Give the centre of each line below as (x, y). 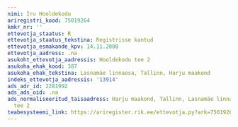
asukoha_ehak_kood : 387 (42, 66)
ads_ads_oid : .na (33, 92)
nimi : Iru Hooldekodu (39, 14)
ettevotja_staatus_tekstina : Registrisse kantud (80, 40)
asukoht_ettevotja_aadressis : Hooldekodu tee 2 (79, 60)
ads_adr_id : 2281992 (38, 86)
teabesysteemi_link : (38, 112)
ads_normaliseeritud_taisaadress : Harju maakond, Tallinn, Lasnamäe (110, 99)
